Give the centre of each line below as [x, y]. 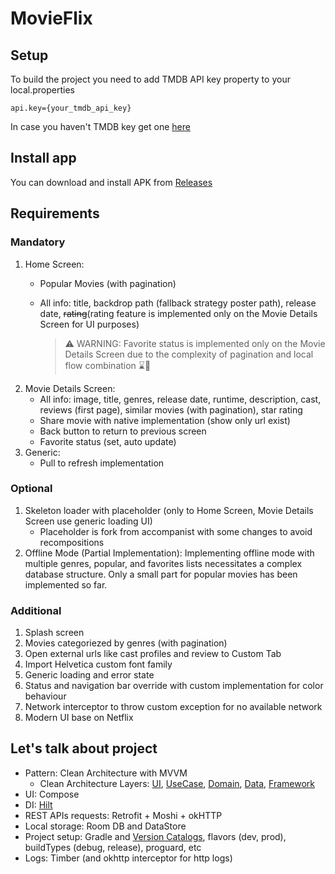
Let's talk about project [84, 748]
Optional [31, 489]
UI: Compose [52, 794]
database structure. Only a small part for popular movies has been [161, 574]
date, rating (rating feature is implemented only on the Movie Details [178, 313]
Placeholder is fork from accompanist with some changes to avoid [176, 531]
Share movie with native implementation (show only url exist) [165, 420]
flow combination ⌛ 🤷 [108, 365]
